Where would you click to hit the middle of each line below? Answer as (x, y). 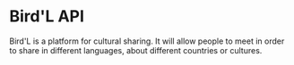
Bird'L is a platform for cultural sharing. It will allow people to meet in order (147, 41)
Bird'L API (47, 16)
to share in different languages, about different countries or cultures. (136, 50)
